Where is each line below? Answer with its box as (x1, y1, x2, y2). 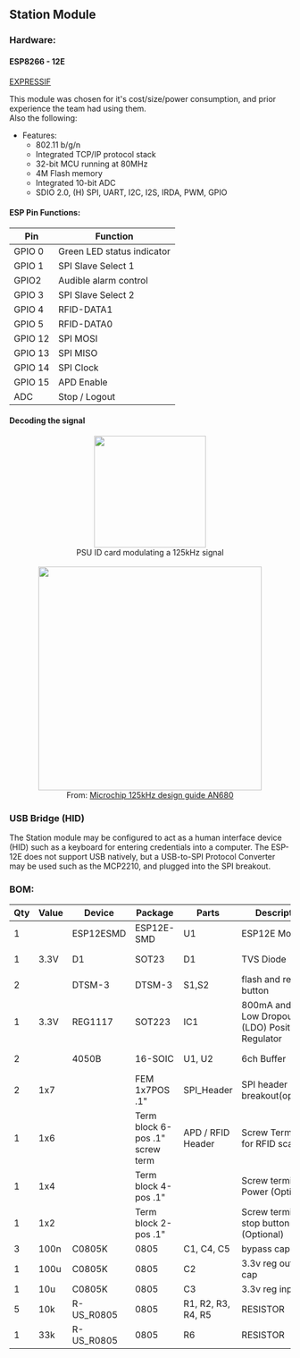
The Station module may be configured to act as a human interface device (9, 832, 283, 844)
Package (136, 906, 174, 919)
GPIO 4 (13, 303, 45, 316)
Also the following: (9, 112, 78, 123)
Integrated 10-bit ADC (35, 177, 116, 188)
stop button (241, 1217, 290, 1229)
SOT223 (135, 1015, 171, 1028)
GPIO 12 (13, 332, 50, 344)
